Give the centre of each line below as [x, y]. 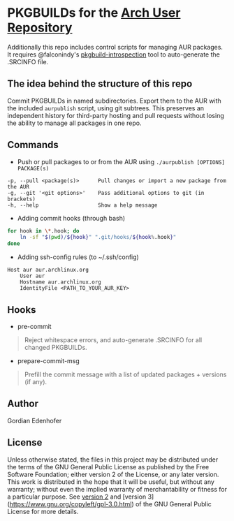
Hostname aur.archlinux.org [60, 282]
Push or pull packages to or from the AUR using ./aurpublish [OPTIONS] [121, 161]
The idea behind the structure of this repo [100, 84]
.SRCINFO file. [28, 61]
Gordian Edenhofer [35, 420]
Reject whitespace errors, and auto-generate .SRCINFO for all [113, 340]
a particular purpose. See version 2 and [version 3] [81, 497]
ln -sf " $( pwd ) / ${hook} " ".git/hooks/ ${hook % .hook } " [98, 237]
